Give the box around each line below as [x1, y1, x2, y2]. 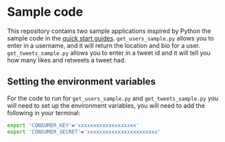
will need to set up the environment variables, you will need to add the [7, 101, 206, 110]
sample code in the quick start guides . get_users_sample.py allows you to [7, 34, 214, 42]
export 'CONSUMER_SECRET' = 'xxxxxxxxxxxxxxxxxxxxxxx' [7, 128, 161, 135]
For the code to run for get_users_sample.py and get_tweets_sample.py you [7, 94, 219, 102]
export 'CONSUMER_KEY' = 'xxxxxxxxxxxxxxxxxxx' [7, 121, 139, 129]
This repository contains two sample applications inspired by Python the [7, 27, 211, 35]
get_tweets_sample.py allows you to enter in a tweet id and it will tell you [7, 49, 211, 57]
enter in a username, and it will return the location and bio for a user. [7, 41, 201, 49]
